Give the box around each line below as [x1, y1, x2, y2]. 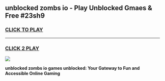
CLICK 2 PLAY [5, 45, 39, 52]
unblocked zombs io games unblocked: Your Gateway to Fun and [5, 65, 140, 71]
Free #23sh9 [5, 12, 45, 20]
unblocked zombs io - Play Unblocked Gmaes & [5, 4, 152, 12]
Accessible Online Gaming [5, 70, 60, 76]
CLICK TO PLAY [5, 27, 43, 33]
